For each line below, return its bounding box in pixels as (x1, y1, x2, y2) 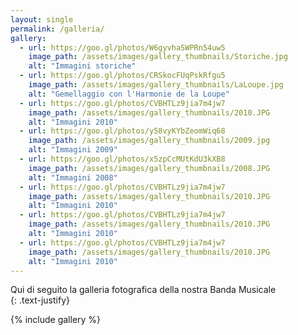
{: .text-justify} (10, 294, 70, 306)
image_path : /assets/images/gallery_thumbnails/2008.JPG (28, 163, 271, 173)
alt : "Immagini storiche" (28, 61, 137, 71)
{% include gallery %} (10, 314, 102, 326)
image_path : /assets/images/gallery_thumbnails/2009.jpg (28, 136, 271, 146)
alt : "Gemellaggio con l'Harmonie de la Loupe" (28, 89, 230, 99)
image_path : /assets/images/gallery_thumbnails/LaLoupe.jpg (28, 80, 284, 90)
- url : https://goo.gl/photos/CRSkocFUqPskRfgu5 (19, 71, 226, 81)
